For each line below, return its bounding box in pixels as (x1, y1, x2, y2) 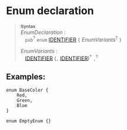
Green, (16, 98, 33, 104)
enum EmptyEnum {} (6, 118, 51, 124)
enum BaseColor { (6, 87, 49, 94)
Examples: (6, 72, 46, 82)
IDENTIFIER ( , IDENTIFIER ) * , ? (25, 54, 98, 62)
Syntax (20, 24, 36, 29)
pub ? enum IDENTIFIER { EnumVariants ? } (25, 35, 122, 43)
